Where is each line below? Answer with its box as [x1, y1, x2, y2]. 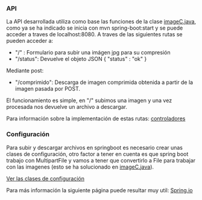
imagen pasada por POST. [14, 85, 80, 92]
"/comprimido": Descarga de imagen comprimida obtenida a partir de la [14, 79, 194, 86]
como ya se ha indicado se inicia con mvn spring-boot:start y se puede [6, 24, 183, 31]
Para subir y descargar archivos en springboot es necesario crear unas [6, 144, 183, 151]
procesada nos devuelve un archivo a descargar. [6, 103, 128, 111]
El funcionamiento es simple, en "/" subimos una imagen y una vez [6, 97, 172, 104]
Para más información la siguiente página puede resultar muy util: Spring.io [6, 186, 193, 194]
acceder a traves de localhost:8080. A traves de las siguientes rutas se [6, 31, 183, 38]
